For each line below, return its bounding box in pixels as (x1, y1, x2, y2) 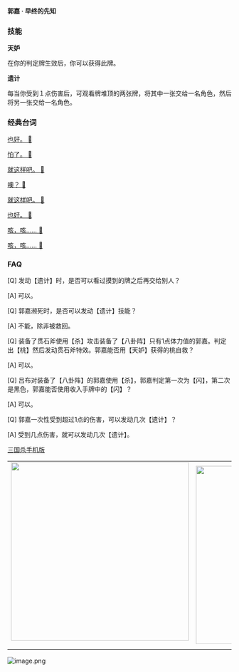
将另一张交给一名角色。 (7, 98, 76, 106)
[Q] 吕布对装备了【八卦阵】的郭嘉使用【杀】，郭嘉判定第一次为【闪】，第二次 (7, 376, 230, 385)
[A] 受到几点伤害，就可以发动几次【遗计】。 (7, 430, 134, 439)
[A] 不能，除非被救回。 (7, 321, 75, 331)
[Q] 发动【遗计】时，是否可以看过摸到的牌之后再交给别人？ (7, 276, 181, 285)
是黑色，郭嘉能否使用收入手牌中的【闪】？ (7, 385, 132, 393)
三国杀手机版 (7, 445, 45, 454)
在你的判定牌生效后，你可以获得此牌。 (7, 58, 119, 67)
